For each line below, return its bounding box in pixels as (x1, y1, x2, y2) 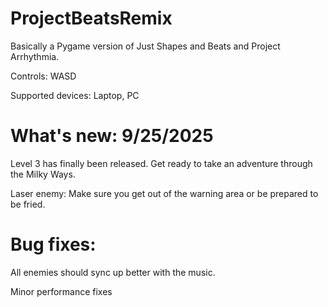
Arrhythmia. (10, 50, 60, 62)
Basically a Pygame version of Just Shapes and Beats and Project (10, 40, 281, 52)
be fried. (10, 198, 46, 210)
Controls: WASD (10, 70, 77, 82)
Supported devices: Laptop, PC (10, 89, 140, 101)
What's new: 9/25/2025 (10, 125, 214, 147)
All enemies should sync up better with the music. (10, 266, 216, 278)
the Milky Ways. (10, 168, 76, 180)
